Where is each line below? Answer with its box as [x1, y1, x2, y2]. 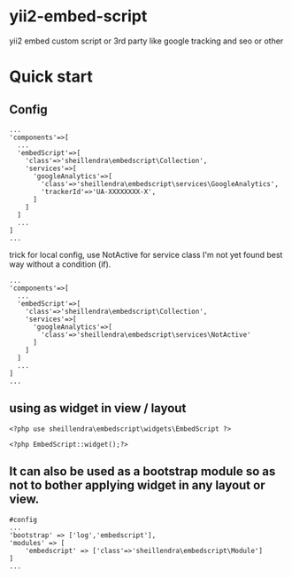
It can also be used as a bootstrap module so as [9, 464, 276, 480]
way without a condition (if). [9, 259, 111, 269]
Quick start [9, 66, 93, 87]
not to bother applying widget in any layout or [9, 478, 265, 493]
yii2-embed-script [9, 6, 148, 27]
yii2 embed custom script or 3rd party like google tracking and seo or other [9, 35, 284, 46]
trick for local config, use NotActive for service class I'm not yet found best [9, 249, 283, 260]
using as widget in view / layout [9, 401, 187, 416]
